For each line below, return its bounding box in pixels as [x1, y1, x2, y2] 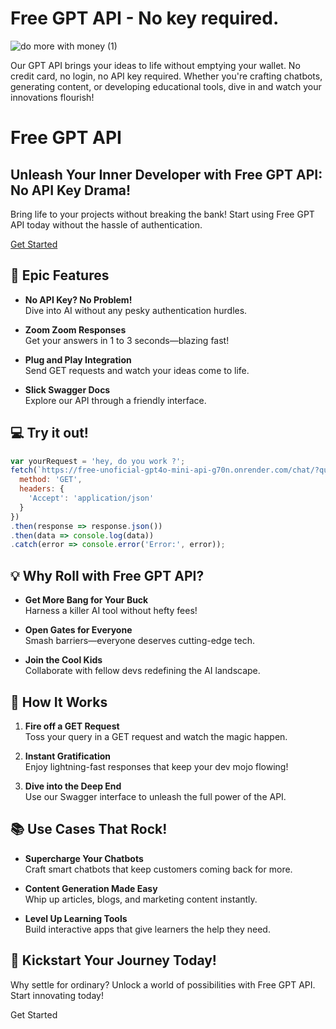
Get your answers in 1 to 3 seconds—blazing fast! [24, 334, 230, 346]
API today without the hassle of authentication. [10, 218, 203, 231]
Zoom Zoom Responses [24, 323, 127, 336]
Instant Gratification [24, 750, 112, 762]
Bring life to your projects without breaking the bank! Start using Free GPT [10, 208, 315, 220]
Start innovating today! [10, 989, 104, 1001]
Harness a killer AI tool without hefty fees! [24, 605, 198, 617]
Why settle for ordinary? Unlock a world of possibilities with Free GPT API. [10, 978, 316, 991]
